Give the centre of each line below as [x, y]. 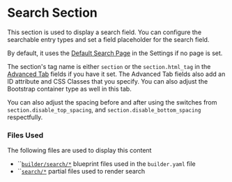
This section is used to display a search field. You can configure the [105, 32]
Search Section [52, 13]
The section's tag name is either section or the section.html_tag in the [109, 66]
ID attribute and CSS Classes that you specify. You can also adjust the [108, 81]
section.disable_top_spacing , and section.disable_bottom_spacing [104, 109]
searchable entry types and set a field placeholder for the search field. [108, 39]
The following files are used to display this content [79, 151]
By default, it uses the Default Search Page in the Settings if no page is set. [115, 53]
